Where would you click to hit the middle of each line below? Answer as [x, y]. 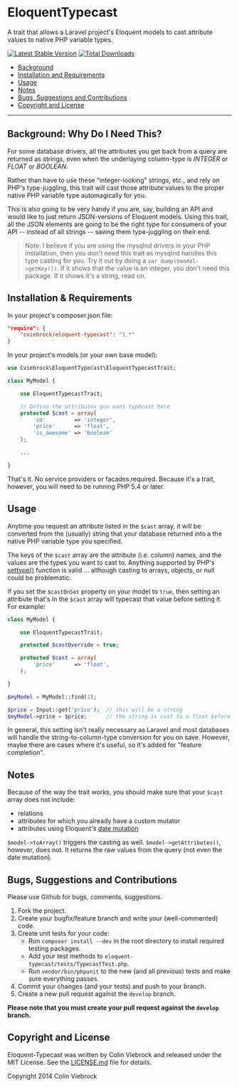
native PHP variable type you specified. [65, 541]
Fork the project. [42, 911]
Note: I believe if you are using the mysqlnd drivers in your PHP [117, 245]
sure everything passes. [64, 979]
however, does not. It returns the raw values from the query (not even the [115, 850]
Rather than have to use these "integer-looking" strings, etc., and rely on [114, 180]
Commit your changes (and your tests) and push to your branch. [112, 986]
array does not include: [41, 800]
